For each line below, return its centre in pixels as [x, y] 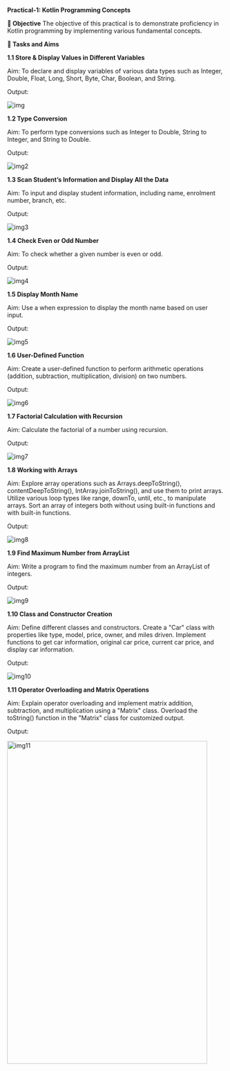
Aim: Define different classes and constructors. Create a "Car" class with [111, 627]
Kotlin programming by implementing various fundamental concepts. [105, 31]
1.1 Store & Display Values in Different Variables [76, 57]
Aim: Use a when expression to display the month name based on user [108, 308]
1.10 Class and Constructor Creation [60, 614]
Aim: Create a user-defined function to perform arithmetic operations [105, 369]
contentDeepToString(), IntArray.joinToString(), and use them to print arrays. [115, 490]
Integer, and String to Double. [49, 139]
